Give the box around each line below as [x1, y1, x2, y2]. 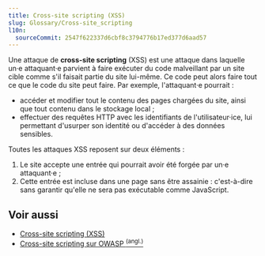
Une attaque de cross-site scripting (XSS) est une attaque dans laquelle [8, 55, 245, 65]
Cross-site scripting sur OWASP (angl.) [19, 238, 144, 248]
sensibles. [19, 130, 53, 139]
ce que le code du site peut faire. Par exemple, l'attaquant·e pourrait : [8, 81, 235, 90]
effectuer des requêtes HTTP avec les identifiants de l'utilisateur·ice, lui [19, 112, 253, 122]
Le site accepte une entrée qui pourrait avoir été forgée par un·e [19, 160, 229, 170]
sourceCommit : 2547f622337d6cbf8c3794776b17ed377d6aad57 [15, 33, 207, 42]
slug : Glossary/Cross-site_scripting [8, 19, 133, 27]
